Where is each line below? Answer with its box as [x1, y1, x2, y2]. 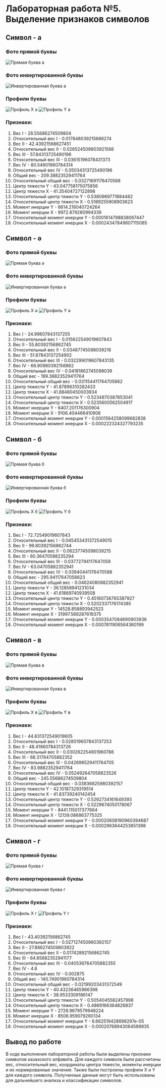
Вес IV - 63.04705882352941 [12, 564, 74, 570]
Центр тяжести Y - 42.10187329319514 [12, 786, 94, 792]
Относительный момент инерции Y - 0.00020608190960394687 [12, 817, 149, 823]
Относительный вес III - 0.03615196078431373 [12, 157, 111, 163]
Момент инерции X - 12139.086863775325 [12, 812, 102, 818]
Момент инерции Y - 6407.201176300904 [12, 405, 100, 411]
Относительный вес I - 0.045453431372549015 [12, 537, 112, 543]
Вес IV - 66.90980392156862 [12, 363, 74, 369]
